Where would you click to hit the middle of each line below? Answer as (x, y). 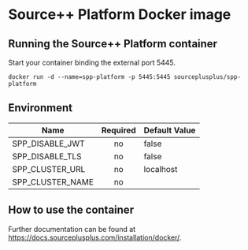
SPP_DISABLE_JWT (48, 144)
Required (118, 130)
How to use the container (71, 210)
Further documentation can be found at (72, 229)
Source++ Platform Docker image (120, 15)
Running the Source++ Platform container (113, 44)
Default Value (170, 130)
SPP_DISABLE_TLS (47, 156)
